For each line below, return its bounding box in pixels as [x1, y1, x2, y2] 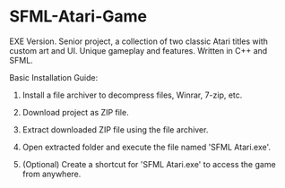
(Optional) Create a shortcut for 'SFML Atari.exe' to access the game [22, 158, 276, 169]
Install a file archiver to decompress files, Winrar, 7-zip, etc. [22, 90, 243, 100]
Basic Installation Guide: [9, 72, 99, 82]
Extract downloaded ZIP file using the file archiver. [22, 124, 209, 135]
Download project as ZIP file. [22, 107, 129, 117]
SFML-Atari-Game [9, 6, 148, 27]
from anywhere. [22, 168, 82, 179]
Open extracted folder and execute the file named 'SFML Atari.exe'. [22, 141, 272, 152]
